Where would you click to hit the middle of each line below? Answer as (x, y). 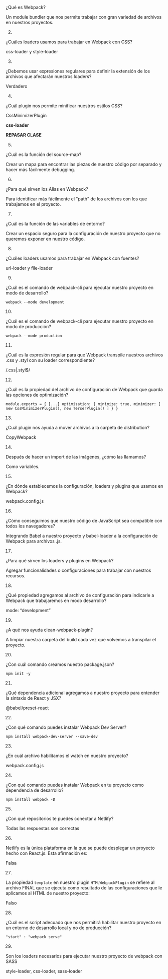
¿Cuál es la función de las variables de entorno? (55, 224)
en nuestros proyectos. (30, 22)
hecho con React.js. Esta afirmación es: (46, 853)
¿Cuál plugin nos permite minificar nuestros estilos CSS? (64, 106)
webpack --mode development (35, 302)
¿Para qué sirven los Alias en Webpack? (47, 189)
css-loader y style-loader (32, 52)
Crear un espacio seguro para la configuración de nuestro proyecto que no (83, 233)
